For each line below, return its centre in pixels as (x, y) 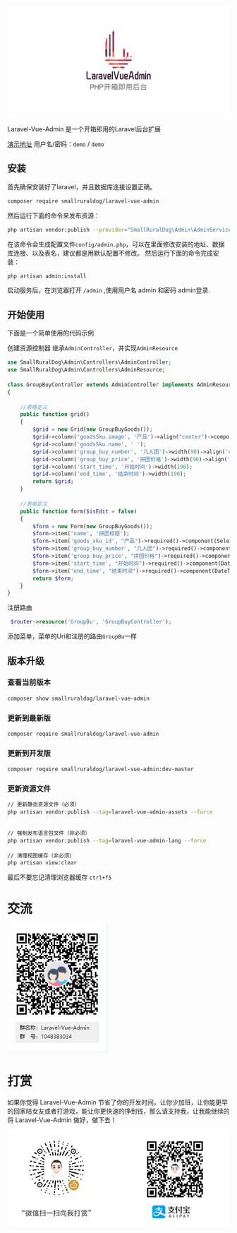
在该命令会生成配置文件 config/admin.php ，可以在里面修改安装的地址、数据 (116, 244)
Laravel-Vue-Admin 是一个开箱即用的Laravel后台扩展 (84, 129)
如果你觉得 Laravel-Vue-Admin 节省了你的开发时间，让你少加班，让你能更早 (117, 1102)
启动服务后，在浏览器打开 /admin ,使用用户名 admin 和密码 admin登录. (109, 290)
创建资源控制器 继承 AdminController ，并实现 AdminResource (93, 348)
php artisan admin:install (47, 276)
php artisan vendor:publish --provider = (68, 230)
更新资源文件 (29, 788)
